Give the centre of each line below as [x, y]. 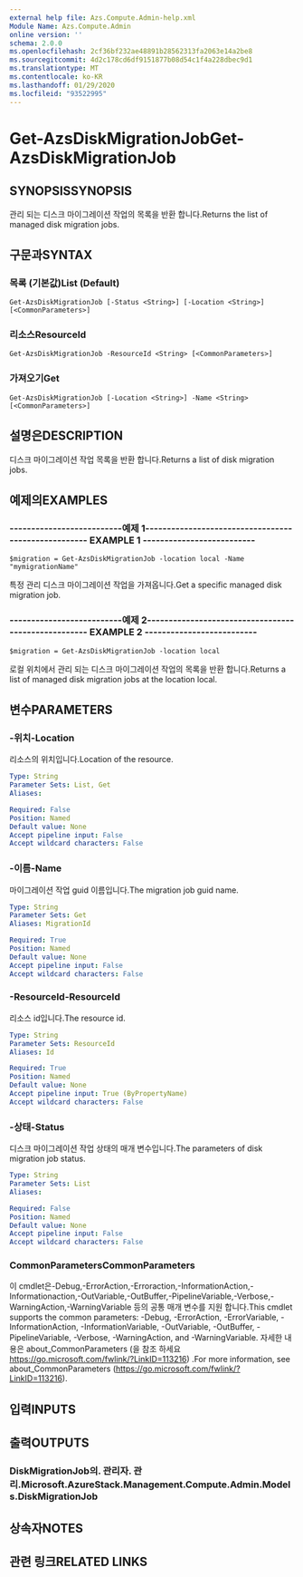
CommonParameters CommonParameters [103, 1265]
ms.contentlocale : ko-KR [56, 77]
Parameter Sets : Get [48, 915]
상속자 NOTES [47, 1528]
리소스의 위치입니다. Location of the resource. [91, 759]
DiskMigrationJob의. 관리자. [71, 1471]
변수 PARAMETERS [61, 709]
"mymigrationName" [44, 567]
